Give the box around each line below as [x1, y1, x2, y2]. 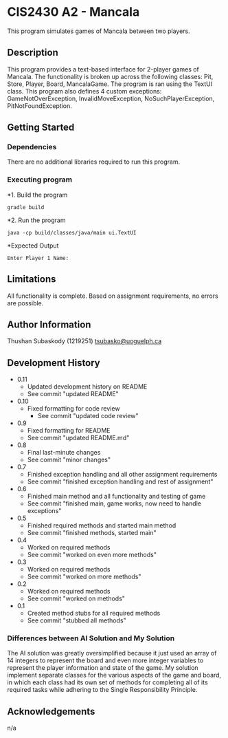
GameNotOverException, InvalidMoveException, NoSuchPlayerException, [7, 94, 215, 102]
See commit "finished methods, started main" [27, 529, 157, 537]
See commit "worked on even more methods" [27, 551, 157, 559]
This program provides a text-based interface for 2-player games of [7, 65, 199, 73]
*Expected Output [7, 241, 59, 250]
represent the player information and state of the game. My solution [7, 664, 198, 672]
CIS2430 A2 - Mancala [7, 4, 140, 20]
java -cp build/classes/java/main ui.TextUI [7, 229, 137, 236]
